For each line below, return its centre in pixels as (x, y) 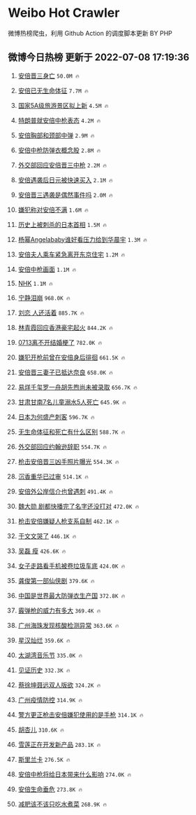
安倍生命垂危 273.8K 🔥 (50, 789)
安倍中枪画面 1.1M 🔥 (47, 269)
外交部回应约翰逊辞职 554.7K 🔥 (62, 446)
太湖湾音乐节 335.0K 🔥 (50, 655)
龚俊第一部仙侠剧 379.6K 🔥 (56, 580)
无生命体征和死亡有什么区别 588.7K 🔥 (71, 432)
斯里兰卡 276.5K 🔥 (44, 759)
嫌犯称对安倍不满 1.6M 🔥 (53, 210)
